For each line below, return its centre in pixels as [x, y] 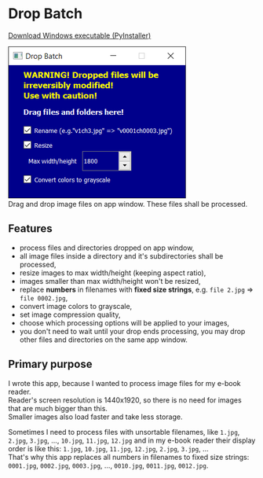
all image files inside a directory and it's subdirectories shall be [121, 256]
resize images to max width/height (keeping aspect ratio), [113, 273]
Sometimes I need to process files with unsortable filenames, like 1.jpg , [124, 432]
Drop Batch [46, 14]
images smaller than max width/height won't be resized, [110, 281]
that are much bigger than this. [58, 408]
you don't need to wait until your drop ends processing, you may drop [132, 331]
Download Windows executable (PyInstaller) [80, 35]
